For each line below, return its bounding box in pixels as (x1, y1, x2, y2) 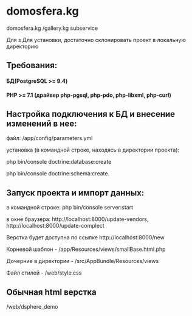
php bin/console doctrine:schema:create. (6, 170, 110, 177)
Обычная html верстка (6, 287, 97, 297)
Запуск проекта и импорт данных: (6, 188, 145, 198)
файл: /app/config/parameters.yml (6, 135, 93, 142)
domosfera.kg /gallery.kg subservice (6, 24, 98, 32)
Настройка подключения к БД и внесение (6, 108, 175, 119)
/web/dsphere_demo (6, 303, 58, 310)
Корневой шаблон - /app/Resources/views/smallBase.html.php (6, 245, 166, 253)
